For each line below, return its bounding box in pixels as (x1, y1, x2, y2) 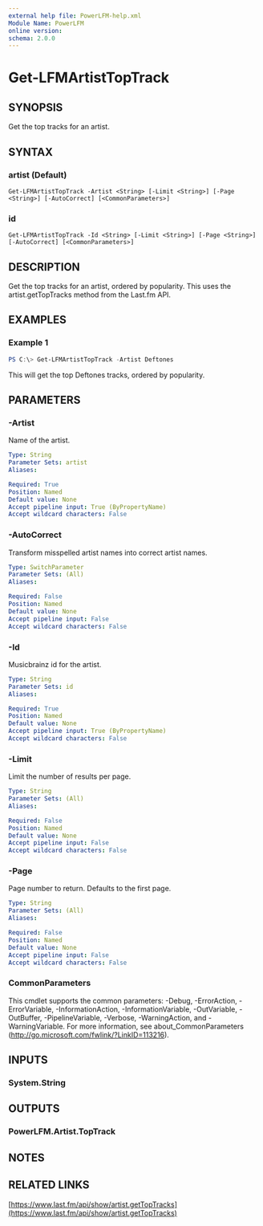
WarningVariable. (8, 1021, 66, 1031)
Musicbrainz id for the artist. (8, 659, 102, 669)
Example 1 (8, 337, 49, 348)
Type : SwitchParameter (8, 563, 84, 571)
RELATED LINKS (8, 1178, 90, 1192)
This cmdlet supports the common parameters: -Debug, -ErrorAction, (8, 996, 238, 1005)
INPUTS (8, 1053, 48, 1067)
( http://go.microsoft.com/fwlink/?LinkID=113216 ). (8, 1029, 170, 1040)
